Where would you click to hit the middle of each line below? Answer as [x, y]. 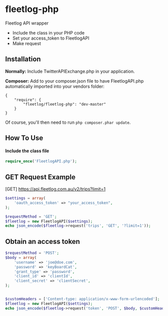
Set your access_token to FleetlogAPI [51, 38]
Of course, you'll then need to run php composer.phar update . [68, 122]
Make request [26, 43]
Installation [23, 59]
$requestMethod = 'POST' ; [32, 253]
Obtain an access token [42, 241]
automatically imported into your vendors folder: [55, 86]
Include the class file [27, 151]
